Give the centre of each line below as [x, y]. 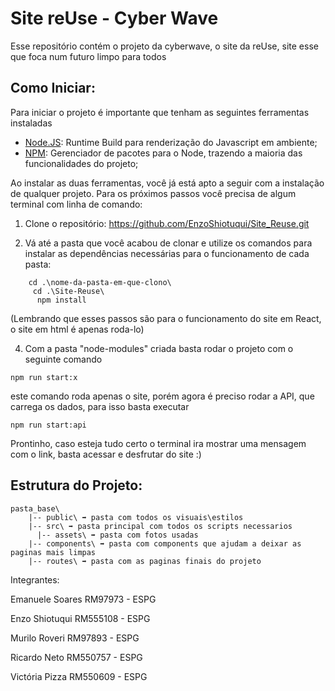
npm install [61, 300]
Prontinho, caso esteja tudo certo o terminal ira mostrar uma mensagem [158, 443]
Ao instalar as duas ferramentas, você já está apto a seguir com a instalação [167, 183]
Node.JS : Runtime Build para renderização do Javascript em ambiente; [171, 142]
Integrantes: [35, 579]
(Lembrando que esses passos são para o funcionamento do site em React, [166, 318]
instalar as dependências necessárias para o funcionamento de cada [167, 253]
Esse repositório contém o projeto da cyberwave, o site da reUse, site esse [164, 46]
